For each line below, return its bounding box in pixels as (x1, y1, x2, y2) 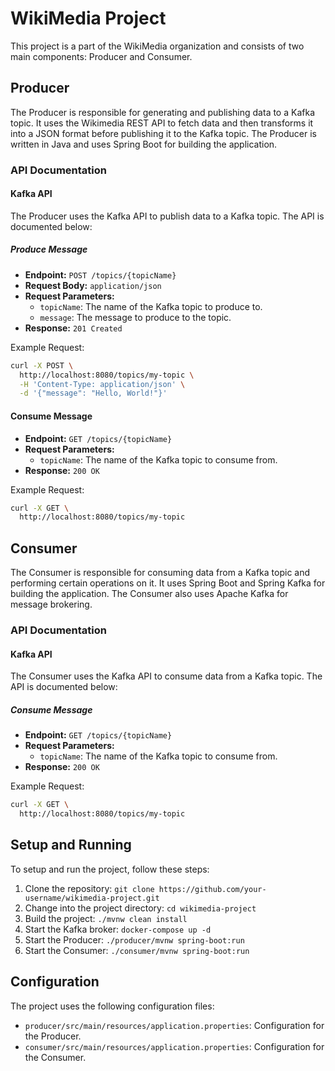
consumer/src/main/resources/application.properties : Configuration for (24, 1040, 325, 1052)
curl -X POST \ (10, 360, 74, 371)
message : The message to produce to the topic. (39, 311, 232, 323)
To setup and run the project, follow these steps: (10, 863, 210, 875)
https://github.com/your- (158, 884, 267, 894)
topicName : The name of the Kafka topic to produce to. (39, 300, 263, 312)
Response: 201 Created (24, 322, 123, 334)
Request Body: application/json (24, 279, 162, 291)
